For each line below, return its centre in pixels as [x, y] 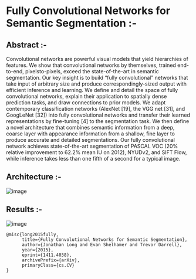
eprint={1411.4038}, [47, 255]
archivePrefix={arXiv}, [51, 260]
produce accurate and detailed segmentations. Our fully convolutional [90, 140]
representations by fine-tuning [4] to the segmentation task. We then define [98, 121]
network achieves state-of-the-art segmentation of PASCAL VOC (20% [92, 146]
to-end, [15, 71]
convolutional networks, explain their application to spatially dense [87, 96]
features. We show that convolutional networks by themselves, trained [91, 65]
